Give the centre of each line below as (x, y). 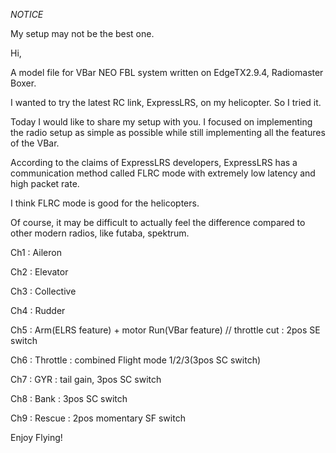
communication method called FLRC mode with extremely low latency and (163, 173)
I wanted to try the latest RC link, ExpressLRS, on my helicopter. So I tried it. (166, 102)
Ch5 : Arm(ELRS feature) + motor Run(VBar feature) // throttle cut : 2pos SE (165, 330)
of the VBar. (35, 143)
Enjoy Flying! (36, 437)
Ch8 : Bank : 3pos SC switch (69, 398)
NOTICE (27, 14)
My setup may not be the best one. (82, 33)
